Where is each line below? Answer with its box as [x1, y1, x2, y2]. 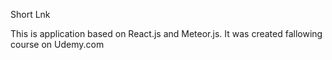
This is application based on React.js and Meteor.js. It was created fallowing [10, 28, 323, 39]
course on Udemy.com [10, 39, 105, 50]
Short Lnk [10, 9, 51, 20]
